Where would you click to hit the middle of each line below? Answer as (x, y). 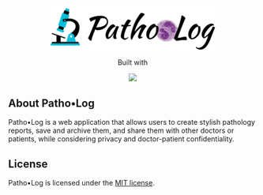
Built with (133, 62)
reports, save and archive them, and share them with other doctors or (121, 131)
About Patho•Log (51, 104)
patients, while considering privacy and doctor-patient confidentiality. (121, 139)
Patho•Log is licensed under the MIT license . (82, 183)
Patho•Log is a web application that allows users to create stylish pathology (131, 122)
